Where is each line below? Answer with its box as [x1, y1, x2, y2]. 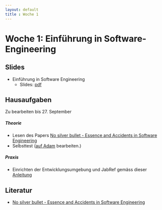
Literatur [5, 186, 33, 195]
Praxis [5, 154, 19, 160]
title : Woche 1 [5, 12, 39, 17]
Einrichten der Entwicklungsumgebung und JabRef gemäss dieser [12, 167, 147, 173]
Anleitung [12, 172, 32, 178]
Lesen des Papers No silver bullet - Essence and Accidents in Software [12, 133, 157, 139]
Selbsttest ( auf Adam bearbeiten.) [12, 143, 81, 149]
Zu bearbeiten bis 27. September [5, 109, 72, 115]
